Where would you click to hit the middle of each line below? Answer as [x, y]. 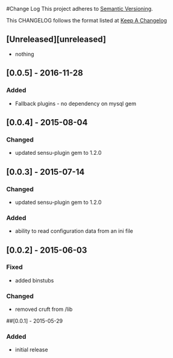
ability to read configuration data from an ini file [74, 231]
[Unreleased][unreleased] [56, 40]
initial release [31, 350]
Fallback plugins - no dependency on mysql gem [76, 103]
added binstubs [34, 280]
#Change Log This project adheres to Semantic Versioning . [80, 9]
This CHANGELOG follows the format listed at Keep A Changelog [87, 20]
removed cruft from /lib [44, 309]
